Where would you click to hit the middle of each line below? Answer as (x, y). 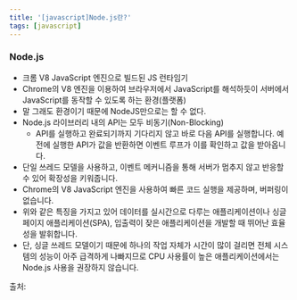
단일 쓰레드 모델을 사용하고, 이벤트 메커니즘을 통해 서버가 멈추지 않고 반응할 (153, 167)
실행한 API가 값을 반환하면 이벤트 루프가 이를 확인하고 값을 (154, 145)
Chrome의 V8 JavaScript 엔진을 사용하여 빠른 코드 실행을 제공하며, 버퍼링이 (155, 189)
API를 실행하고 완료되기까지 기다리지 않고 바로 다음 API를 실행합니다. (155, 133)
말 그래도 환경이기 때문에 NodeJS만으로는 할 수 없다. (114, 111)
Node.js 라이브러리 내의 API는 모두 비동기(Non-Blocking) (123, 122)
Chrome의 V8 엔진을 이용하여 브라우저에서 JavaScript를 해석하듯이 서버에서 (156, 88)
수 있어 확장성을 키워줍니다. (70, 178)
